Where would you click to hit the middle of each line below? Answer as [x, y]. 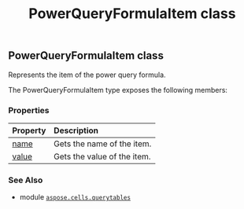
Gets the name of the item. [103, 144]
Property [29, 130]
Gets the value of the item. [102, 156]
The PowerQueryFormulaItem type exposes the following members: [118, 90]
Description [76, 130]
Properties [29, 110]
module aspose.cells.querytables [75, 197]
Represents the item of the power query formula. [87, 75]
